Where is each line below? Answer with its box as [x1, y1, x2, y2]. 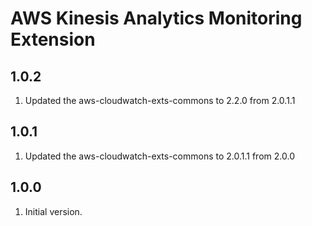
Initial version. [24, 205, 83, 217]
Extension [10, 28, 96, 51]
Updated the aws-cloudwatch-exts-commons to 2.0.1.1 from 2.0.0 [24, 150, 295, 162]
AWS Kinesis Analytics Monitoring [10, 7, 303, 30]
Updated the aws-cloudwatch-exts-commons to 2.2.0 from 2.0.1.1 [24, 95, 296, 106]
